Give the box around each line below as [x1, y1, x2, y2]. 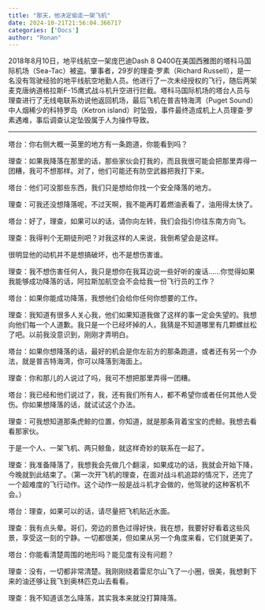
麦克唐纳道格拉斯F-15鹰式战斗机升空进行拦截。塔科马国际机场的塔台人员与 [8, 86, 251, 95]
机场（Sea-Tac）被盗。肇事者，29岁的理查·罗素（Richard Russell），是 [14, 66, 244, 76]
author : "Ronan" [8, 33, 62, 42]
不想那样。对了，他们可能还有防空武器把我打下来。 [42, 167, 209, 176]
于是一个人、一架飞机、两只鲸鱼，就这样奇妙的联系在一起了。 [8, 443, 209, 453]
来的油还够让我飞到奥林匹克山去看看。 [8, 577, 132, 586]
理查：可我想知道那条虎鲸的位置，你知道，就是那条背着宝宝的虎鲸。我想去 [8, 417, 250, 426]
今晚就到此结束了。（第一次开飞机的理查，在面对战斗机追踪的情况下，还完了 [8, 470, 254, 480]
